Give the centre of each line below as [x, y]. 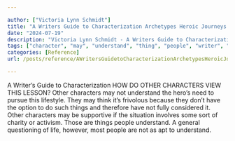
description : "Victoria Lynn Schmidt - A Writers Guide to [95, 39]
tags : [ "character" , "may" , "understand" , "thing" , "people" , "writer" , [115, 46]
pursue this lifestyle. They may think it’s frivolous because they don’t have [114, 100]
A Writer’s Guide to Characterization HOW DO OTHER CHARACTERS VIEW [114, 85]
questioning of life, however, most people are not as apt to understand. [109, 130]
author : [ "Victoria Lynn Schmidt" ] [59, 20]
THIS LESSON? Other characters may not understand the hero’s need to [111, 93]
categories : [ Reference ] [43, 53]
